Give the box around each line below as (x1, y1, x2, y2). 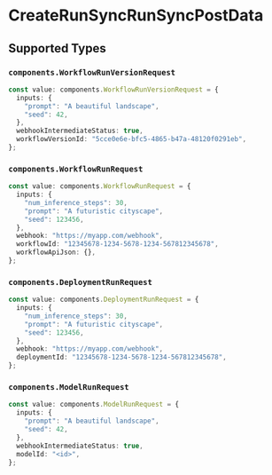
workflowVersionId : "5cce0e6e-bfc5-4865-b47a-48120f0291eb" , (16, 135, 247, 144)
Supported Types (8, 41, 107, 56)
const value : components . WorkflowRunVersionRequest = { (8, 85, 219, 94)
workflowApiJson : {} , (16, 248, 97, 257)
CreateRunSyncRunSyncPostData (8, 5, 264, 26)
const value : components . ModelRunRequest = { (8, 400, 179, 409)
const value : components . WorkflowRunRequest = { (8, 182, 191, 191)
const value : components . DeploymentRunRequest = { (8, 295, 199, 305)
